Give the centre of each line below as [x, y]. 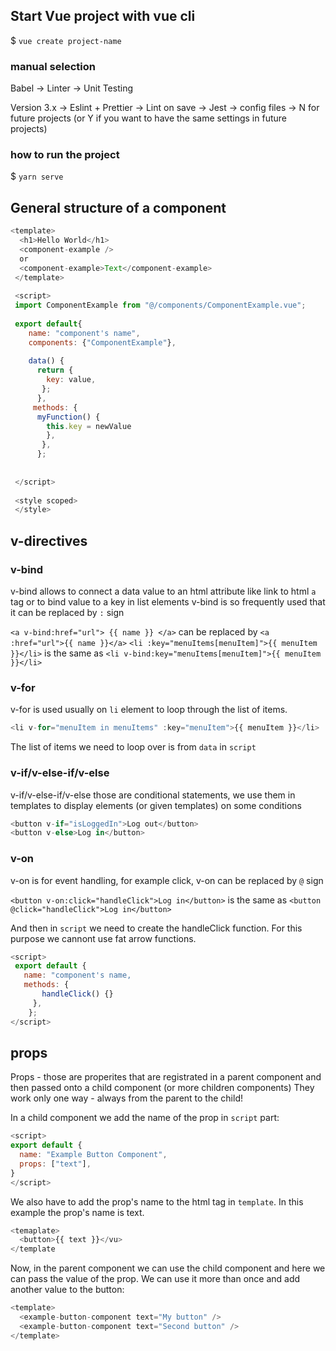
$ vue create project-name [66, 40]
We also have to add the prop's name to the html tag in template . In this [157, 1201]
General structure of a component [118, 207]
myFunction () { [68, 417]
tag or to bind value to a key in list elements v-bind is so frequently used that [168, 602]
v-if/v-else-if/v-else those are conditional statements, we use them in [153, 795]
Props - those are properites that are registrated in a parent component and [166, 1077]
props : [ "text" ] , [55, 1164]
